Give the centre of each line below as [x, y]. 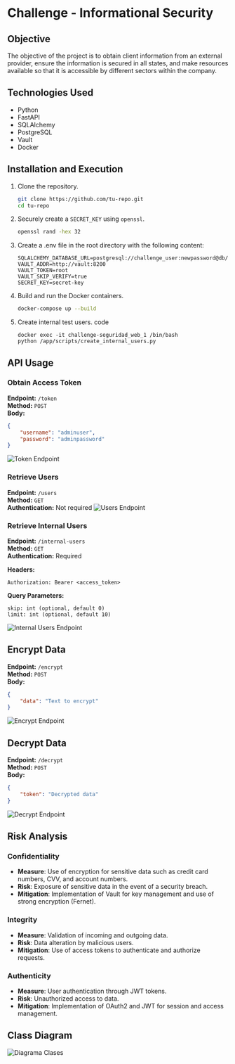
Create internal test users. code [63, 322]
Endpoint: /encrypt [35, 667]
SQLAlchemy [36, 124]
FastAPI [28, 117]
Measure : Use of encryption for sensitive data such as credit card [113, 872]
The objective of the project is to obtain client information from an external [115, 56]
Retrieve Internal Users [47, 525]
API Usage [31, 363]
